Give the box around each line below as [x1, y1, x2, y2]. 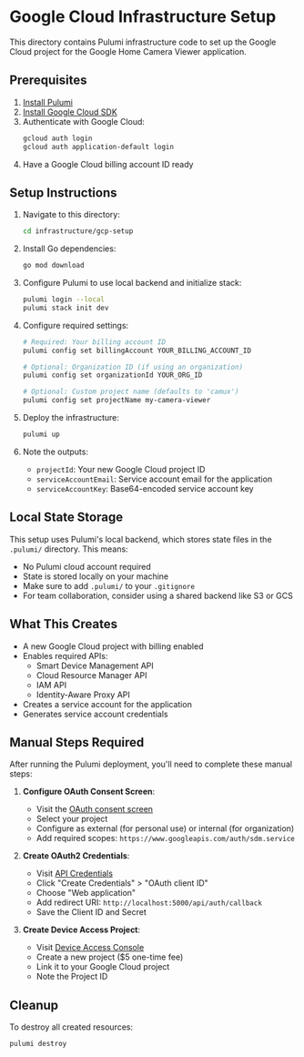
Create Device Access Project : [22, 924, 141, 935]
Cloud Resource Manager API [35, 669, 147, 680]
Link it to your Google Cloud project [35, 961, 170, 972]
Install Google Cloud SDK [22, 107, 118, 117]
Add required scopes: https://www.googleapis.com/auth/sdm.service [35, 833, 296, 844]
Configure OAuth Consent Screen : [22, 786, 156, 798]
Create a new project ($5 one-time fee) [35, 951, 184, 962]
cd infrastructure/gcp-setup [22, 227, 134, 236]
